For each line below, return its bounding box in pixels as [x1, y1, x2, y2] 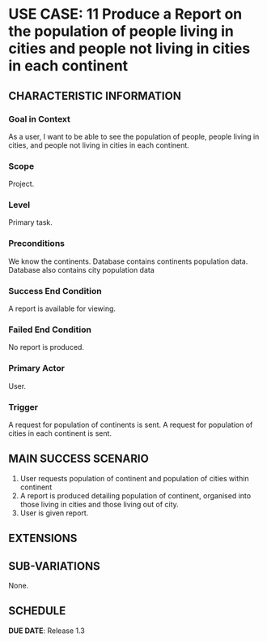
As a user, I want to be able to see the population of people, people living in [8, 131, 260, 141]
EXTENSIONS [8, 532, 78, 545]
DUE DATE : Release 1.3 [8, 626, 85, 636]
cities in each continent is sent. [8, 428, 112, 438]
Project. [8, 179, 35, 189]
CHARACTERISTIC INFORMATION [8, 88, 182, 102]
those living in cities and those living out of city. [19, 499, 180, 509]
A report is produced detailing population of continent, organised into [19, 490, 252, 500]
